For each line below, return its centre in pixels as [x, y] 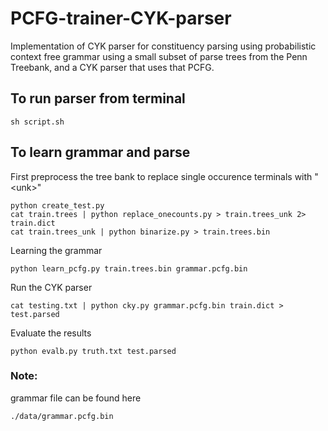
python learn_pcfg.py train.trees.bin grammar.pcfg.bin [129, 268]
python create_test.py [57, 205]
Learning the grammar [56, 250]
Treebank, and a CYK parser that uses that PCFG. [112, 67]
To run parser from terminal [98, 98]
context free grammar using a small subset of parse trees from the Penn [159, 56]
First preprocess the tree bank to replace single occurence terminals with [161, 176]
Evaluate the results [51, 333]
